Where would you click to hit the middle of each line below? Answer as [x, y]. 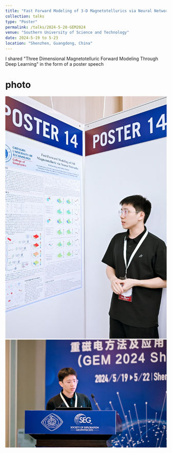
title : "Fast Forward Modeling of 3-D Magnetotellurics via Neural [79, 11]
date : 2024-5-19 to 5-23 [32, 38]
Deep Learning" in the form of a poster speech [55, 64]
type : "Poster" [21, 22]
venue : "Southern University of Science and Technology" [67, 33]
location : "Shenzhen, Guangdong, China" [49, 44]
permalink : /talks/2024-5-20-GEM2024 [46, 27]
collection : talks [25, 16]
